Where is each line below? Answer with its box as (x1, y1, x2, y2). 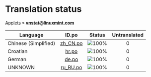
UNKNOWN (7, 64, 35, 71)
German (7, 56, 26, 63)
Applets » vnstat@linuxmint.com (5, 20, 75, 26)
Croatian (7, 48, 28, 55)
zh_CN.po (60, 39, 83, 46)
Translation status (5, 3, 82, 15)
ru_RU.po (60, 64, 82, 71)
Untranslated (112, 31, 144, 38)
